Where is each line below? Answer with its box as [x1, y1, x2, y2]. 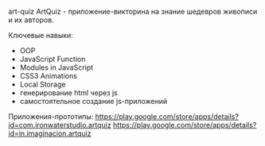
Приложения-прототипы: [8, 112, 94, 121]
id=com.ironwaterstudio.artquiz [8, 121, 111, 129]
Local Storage [19, 79, 66, 89]
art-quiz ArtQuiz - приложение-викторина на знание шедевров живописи [8, 7, 258, 16]
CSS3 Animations [19, 71, 78, 80]
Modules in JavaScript [19, 63, 94, 72]
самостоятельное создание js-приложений [19, 97, 168, 106]
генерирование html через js [19, 88, 118, 98]
